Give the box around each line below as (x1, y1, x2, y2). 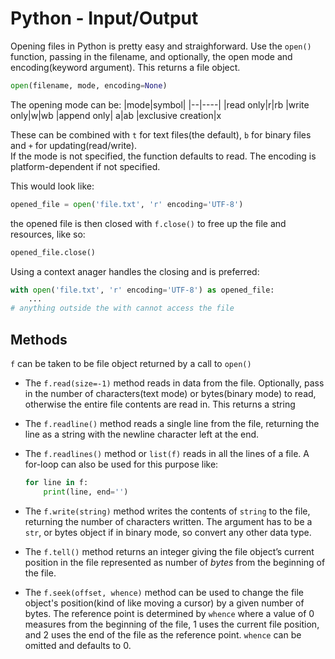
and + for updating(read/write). (10, 139, 138, 151)
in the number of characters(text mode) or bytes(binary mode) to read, (24, 388, 317, 399)
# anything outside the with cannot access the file (10, 303, 235, 314)
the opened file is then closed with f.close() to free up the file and (10, 217, 287, 229)
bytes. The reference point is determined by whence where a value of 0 (24, 607, 315, 619)
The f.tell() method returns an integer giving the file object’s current (24, 545, 315, 557)
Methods (10, 331, 68, 348)
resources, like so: (10, 228, 86, 240)
